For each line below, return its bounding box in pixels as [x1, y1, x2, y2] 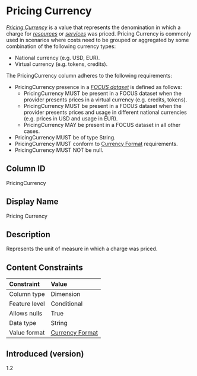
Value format [9, 329, 45, 337]
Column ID [6, 164, 46, 174]
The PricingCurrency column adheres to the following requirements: [6, 72, 173, 79]
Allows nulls [9, 310, 43, 318]
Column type [9, 290, 46, 298]
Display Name [6, 197, 59, 207]
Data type [9, 319, 37, 327]
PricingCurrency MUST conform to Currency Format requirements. [14, 140, 178, 147]
